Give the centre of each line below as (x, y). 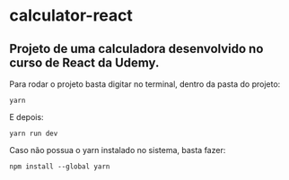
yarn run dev (34, 133)
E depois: (26, 117)
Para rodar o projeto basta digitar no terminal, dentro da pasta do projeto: (145, 84)
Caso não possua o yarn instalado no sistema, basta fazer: (118, 150)
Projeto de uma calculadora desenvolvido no (136, 49)
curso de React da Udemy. (84, 62)
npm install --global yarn (60, 167)
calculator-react (71, 16)
